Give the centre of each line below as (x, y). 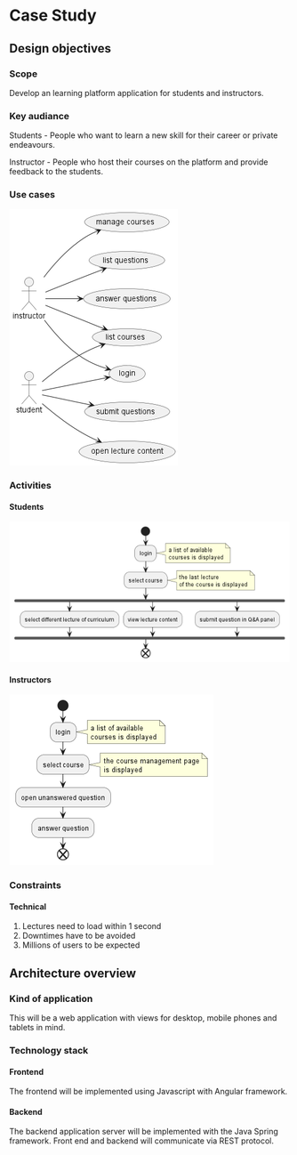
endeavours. (32, 145)
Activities (30, 486)
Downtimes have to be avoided (79, 936)
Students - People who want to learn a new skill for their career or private (144, 135)
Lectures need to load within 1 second (92, 926)
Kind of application (51, 998)
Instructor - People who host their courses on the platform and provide (139, 162)
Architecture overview (72, 973)
